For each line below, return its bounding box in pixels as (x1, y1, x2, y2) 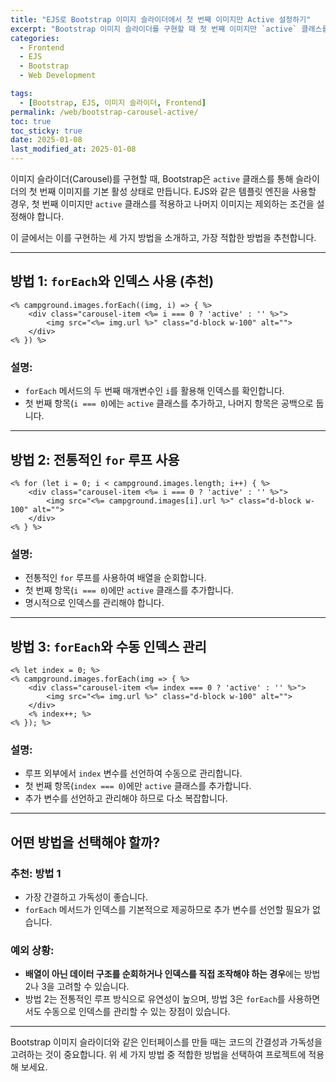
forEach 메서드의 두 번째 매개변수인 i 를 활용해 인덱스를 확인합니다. (24, 385, 285, 397)
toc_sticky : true (10, 126, 83, 136)
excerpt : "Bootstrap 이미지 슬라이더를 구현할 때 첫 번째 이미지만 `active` (10, 24, 298, 34)
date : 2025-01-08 (10, 135, 83, 145)
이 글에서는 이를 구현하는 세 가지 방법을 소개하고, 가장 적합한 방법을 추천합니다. (10, 232, 317, 243)
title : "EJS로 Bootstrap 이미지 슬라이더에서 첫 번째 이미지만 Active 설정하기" (10, 14, 312, 25)
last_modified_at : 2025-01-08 (10, 144, 137, 155)
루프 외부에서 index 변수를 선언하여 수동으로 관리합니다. (24, 767, 243, 780)
